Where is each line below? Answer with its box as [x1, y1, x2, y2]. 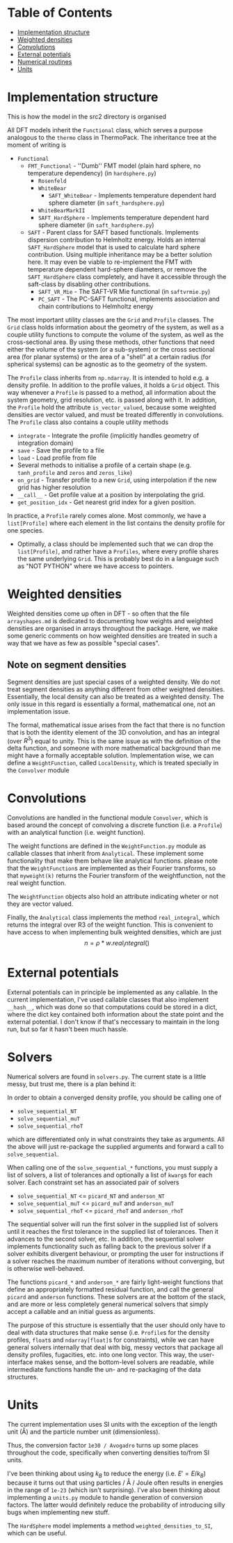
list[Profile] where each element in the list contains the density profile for [7, 519, 225, 527]
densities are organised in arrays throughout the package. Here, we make [7, 624, 218, 632]
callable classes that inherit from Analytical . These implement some [7, 849, 204, 858]
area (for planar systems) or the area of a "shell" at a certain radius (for [7, 352, 211, 361]
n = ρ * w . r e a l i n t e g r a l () [84, 939, 150, 949]
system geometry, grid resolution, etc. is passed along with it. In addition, [7, 395, 217, 404]
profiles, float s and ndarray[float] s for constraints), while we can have [7, 1336, 214, 1344]
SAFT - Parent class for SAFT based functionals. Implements [27, 228, 199, 236]
